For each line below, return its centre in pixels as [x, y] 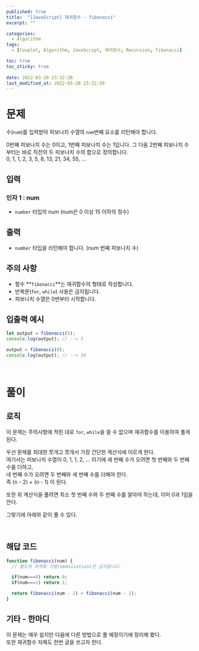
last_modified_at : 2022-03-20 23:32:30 [56, 83]
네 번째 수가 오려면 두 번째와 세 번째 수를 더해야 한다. [67, 474]
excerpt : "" [21, 23]
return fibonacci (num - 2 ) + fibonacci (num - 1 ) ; [74, 594]
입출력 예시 [25, 319]
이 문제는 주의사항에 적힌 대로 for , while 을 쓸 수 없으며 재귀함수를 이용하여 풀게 [98, 432]
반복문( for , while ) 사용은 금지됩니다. [57, 291]
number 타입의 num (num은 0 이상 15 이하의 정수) [72, 212]
